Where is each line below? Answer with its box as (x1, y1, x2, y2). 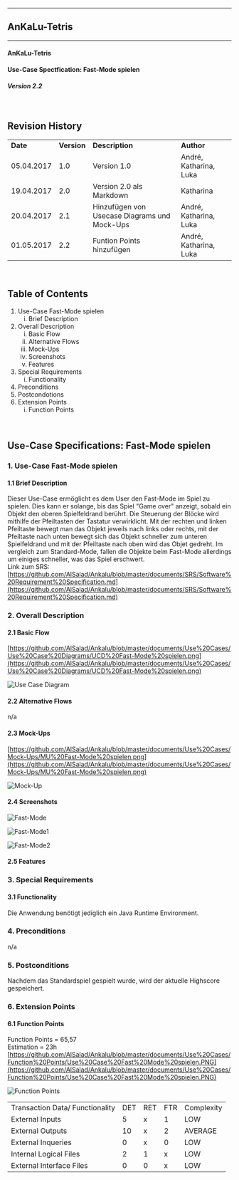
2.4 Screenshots (7, 798, 58, 806)
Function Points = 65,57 (7, 1035, 77, 1044)
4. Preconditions (7, 926, 66, 936)
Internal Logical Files (11, 1149, 80, 1159)
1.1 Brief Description (7, 479, 68, 487)
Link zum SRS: (7, 563, 50, 571)
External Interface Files (11, 1161, 88, 1171)
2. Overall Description (7, 610, 85, 620)
